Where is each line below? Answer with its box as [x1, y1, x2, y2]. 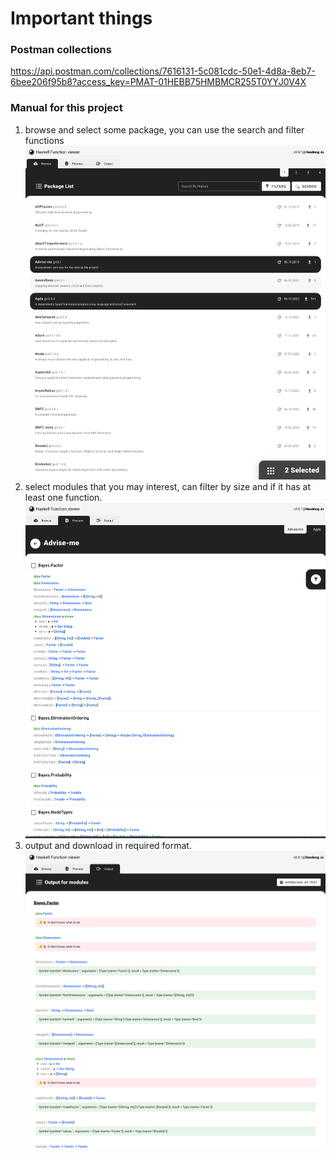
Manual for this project [10, 101, 123, 115]
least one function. [24, 492, 103, 504]
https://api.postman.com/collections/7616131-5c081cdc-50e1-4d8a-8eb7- [10, 65, 316, 77]
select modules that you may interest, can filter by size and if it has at [24, 481, 312, 493]
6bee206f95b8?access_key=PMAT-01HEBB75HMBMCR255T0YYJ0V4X [10, 76, 307, 88]
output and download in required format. [24, 840, 192, 852]
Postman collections [10, 43, 112, 57]
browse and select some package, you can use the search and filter [24, 123, 305, 136]
